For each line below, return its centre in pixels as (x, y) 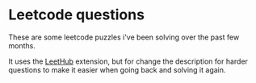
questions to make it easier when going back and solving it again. (117, 69)
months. (22, 45)
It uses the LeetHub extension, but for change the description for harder (128, 61)
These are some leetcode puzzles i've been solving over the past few (124, 37)
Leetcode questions (77, 15)
